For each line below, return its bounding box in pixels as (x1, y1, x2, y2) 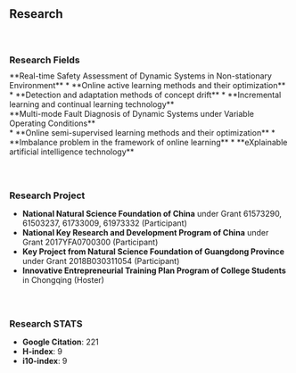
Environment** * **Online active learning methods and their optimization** (9, 80, 286, 90)
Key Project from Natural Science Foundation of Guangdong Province (21, 246, 285, 257)
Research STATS (9, 318, 83, 329)
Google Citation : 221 (21, 336, 100, 347)
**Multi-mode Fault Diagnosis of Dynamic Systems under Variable (9, 109, 254, 119)
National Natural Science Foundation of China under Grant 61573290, (21, 209, 283, 219)
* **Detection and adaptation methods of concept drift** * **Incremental (9, 89, 282, 100)
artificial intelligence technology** (9, 146, 135, 157)
